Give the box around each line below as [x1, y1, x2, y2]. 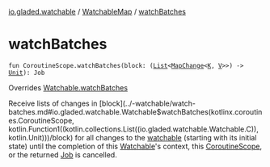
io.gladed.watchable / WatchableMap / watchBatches [8, 7, 186, 16]
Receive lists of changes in [8, 98, 98, 108]
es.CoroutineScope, [8, 115, 74, 125]
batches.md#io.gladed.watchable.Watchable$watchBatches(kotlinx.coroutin [8, 106, 263, 116]
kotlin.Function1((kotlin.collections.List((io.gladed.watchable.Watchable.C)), [8, 124, 259, 134]
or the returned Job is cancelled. [8, 149, 117, 160]
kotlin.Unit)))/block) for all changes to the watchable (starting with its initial [8, 132, 257, 142]
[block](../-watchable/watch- [99, 98, 196, 108]
